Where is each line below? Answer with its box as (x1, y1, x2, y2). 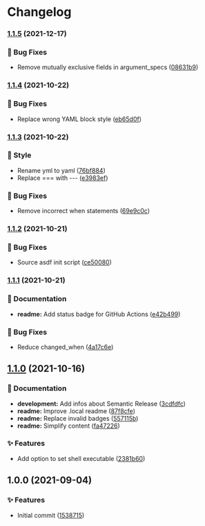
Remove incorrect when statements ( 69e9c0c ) (17, 207, 150, 215)
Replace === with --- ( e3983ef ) (17, 174, 108, 182)
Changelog (7, 4, 72, 20)
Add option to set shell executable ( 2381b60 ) (17, 454, 146, 462)
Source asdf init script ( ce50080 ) (17, 258, 113, 266)
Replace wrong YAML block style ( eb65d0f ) (17, 115, 142, 123)
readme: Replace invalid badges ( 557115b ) (17, 414, 139, 422)
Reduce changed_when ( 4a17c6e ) (17, 343, 114, 351)
